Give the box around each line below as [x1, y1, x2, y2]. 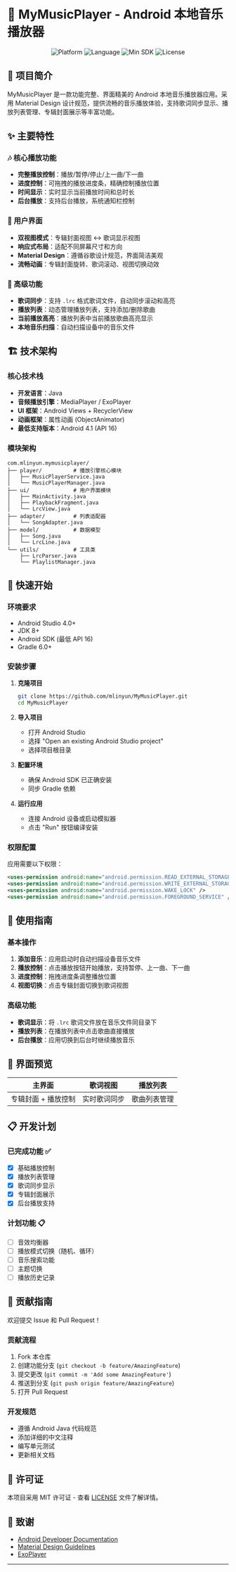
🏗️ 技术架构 [7, 346, 58, 358]
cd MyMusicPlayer [17, 699, 69, 706]
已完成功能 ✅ [7, 1146, 51, 1156]
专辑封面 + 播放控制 [11, 1094, 76, 1104]
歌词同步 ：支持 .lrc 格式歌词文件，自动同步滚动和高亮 [17, 296, 176, 305]
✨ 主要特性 [7, 130, 55, 142]
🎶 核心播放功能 [7, 153, 57, 163]
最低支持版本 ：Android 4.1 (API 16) [17, 424, 117, 432]
